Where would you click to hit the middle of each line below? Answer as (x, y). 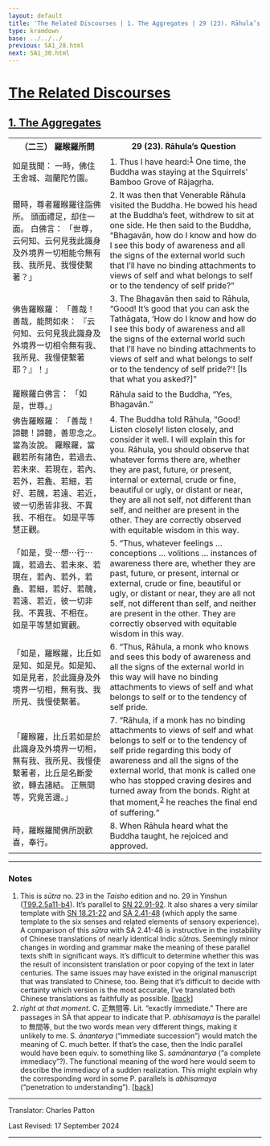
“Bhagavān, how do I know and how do (183, 236)
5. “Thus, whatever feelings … (166, 543)
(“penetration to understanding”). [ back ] (87, 1086)
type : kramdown (34, 31)
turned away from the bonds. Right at (180, 791)
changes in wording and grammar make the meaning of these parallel (135, 947)
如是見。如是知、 (69, 666)
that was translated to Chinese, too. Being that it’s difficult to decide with (140, 981)
